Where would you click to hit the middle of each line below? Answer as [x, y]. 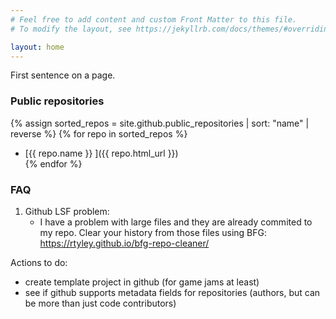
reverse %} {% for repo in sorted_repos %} [99, 133]
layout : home [37, 47]
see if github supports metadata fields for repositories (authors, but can [172, 292]
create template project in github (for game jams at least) [142, 282]
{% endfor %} [53, 163]
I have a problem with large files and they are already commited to [176, 222]
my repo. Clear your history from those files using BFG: [153, 232]
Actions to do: [39, 262]
